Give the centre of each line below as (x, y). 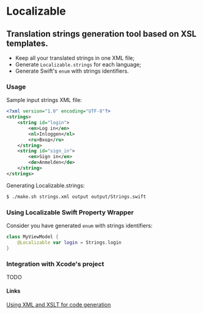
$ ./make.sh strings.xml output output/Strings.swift (76, 197)
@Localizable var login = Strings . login (69, 243)
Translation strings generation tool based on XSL (102, 34)
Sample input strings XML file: (44, 100)
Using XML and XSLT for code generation (59, 305)
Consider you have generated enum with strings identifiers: (79, 225)
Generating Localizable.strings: (46, 185)
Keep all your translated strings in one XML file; (75, 58)
